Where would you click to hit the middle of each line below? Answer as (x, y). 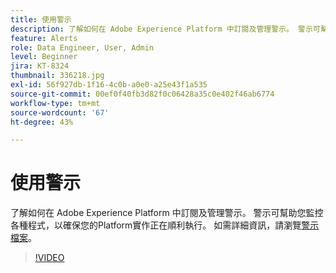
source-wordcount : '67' (60, 112)
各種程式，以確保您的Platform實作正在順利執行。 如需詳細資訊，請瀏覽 (156, 225)
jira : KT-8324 (40, 66)
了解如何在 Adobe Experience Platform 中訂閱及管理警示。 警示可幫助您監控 (167, 213)
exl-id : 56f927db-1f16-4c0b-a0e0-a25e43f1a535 (109, 85)
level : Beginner (44, 57)
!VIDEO (49, 258)
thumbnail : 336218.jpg (57, 76)
